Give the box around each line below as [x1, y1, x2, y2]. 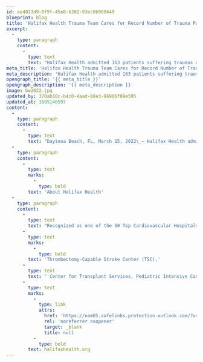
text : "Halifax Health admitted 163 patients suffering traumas [28, 59, 193, 65]
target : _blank [44, 324, 83, 330]
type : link [38, 301, 66, 308]
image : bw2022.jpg [6, 88, 53, 94]
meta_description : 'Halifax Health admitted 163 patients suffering [6, 71, 182, 77]
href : [44, 313, 59, 319]
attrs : [38, 307, 56, 314]
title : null [44, 329, 74, 336]
